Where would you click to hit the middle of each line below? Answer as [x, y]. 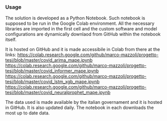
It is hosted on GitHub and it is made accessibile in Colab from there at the [83, 50]
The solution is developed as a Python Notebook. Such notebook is [75, 18]
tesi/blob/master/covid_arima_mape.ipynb [49, 60]
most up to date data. [28, 113]
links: [11, 55]
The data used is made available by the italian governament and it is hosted [84, 102]
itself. [11, 39]
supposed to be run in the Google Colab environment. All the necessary [80, 23]
